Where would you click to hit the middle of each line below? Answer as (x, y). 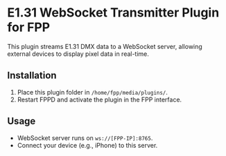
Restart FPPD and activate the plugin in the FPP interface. (99, 99)
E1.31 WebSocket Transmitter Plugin (113, 13)
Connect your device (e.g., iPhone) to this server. (87, 145)
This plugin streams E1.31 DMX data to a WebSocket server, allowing (105, 46)
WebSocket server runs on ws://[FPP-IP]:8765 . (85, 138)
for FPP (29, 27)
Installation (32, 76)
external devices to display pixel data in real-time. (78, 54)
